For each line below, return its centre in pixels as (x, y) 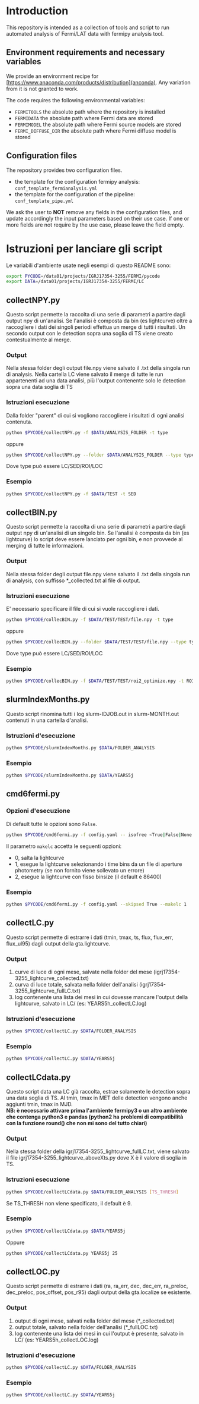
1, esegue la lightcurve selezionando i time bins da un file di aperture (98, 864)
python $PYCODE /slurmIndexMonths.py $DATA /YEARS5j (70, 775)
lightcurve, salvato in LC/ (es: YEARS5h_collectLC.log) (81, 1003)
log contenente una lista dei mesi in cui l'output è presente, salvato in (99, 1333)
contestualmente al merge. (39, 340)
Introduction (37, 11)
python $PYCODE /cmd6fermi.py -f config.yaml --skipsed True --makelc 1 (96, 904)
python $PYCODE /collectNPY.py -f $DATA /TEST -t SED (71, 494)
